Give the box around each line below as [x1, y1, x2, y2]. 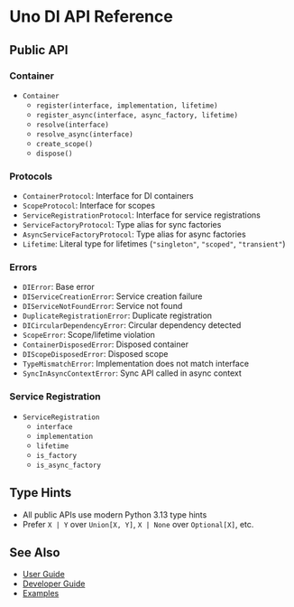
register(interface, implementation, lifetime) [35, 101, 218, 110]
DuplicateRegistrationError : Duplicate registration [22, 310, 213, 322]
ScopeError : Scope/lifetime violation [22, 330, 156, 341]
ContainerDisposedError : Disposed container [22, 339, 189, 350]
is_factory [35, 451, 78, 460]
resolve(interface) [35, 120, 110, 129]
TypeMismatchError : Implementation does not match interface [22, 359, 250, 369]
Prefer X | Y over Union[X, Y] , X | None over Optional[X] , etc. [22, 518, 254, 529]
